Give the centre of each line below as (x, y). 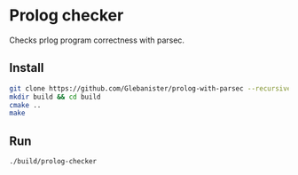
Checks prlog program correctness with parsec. (97, 40)
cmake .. (25, 105)
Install (27, 68)
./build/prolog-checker (53, 162)
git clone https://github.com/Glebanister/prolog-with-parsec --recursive (150, 88)
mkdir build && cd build (55, 97)
